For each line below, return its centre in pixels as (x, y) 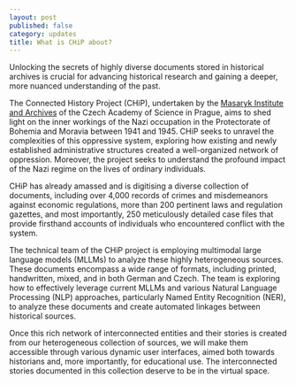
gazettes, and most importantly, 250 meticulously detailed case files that (141, 214)
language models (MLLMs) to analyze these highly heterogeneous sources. (147, 260)
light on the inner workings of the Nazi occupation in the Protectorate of (140, 122)
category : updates (43, 34)
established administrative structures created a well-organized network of (144, 150)
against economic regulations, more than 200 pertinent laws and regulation (146, 205)
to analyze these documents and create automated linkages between (135, 307)
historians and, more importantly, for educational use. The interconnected (143, 362)
